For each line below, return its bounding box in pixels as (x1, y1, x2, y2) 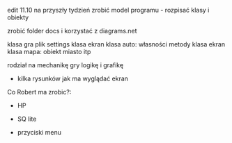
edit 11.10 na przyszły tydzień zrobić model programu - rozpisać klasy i (7, 6, 210, 14)
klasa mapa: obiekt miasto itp (7, 48, 91, 56)
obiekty (7, 13, 29, 22)
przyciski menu (17, 128, 61, 136)
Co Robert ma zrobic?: (7, 88, 72, 96)
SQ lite (17, 115, 37, 123)
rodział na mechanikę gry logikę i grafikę (7, 61, 124, 69)
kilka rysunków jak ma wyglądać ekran (17, 74, 129, 83)
